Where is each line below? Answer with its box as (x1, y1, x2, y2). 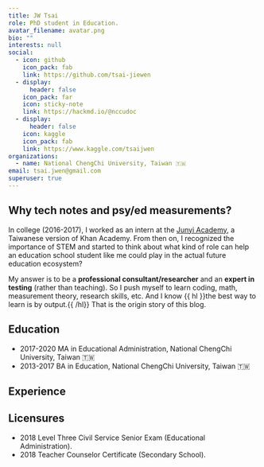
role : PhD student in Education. (8, 19, 119, 27)
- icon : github (15, 56, 66, 64)
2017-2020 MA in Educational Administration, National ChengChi (19, 344, 232, 353)
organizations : (8, 152, 59, 160)
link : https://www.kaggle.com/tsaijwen (22, 145, 155, 153)
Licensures (8, 411, 65, 426)
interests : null (8, 41, 62, 49)
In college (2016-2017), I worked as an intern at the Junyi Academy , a (8, 224, 235, 235)
